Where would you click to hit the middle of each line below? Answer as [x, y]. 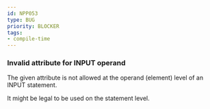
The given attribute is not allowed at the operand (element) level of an [105, 78]
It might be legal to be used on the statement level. [79, 98]
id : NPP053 [23, 13]
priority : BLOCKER [33, 26]
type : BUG [21, 20]
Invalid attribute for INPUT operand [66, 63]
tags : [15, 33]
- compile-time [29, 39]
